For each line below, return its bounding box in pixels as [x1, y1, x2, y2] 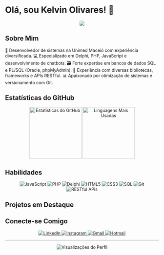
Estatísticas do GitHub [5, 94, 75, 102]
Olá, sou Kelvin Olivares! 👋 [5, 4, 114, 16]
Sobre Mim [5, 34, 39, 43]
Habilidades [5, 168, 42, 177]
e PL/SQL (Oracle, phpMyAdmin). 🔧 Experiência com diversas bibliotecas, [5, 67, 153, 73]
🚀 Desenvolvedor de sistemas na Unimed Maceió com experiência [5, 47, 139, 53]
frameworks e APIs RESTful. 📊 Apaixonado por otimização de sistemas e [5, 73, 153, 78]
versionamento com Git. [5, 79, 53, 85]
